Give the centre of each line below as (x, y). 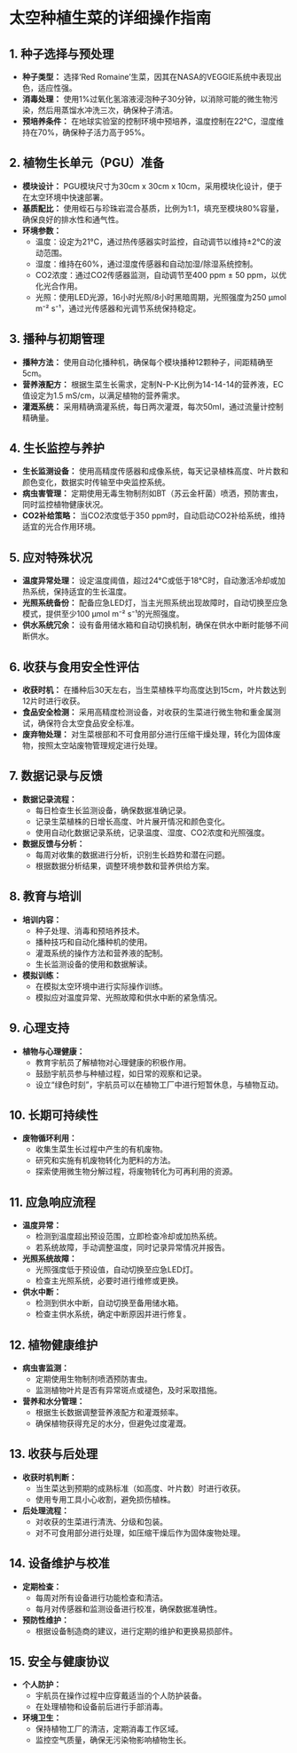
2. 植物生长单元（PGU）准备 (87, 163)
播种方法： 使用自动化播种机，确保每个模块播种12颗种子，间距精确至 (147, 362)
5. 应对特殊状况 (51, 558)
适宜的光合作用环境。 (61, 527)
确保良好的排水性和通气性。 (73, 219)
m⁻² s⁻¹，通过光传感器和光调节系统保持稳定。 (118, 308)
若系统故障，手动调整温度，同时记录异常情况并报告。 (133, 1247)
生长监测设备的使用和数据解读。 (94, 964)
